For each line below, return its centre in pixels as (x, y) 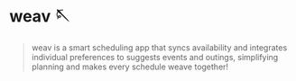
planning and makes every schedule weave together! (129, 67)
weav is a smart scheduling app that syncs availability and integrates (159, 47)
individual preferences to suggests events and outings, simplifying (155, 57)
